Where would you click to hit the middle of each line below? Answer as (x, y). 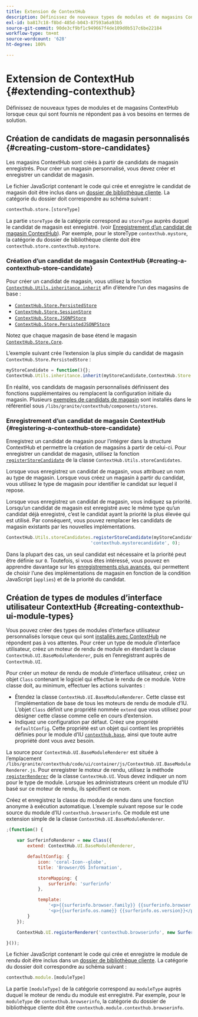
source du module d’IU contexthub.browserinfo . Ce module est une (88, 813)
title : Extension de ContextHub (46, 11)
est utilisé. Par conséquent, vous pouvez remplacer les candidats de (89, 520)
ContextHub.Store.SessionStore (53, 312)
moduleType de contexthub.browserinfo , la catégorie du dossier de (86, 1001)
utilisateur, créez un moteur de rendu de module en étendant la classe (91, 649)
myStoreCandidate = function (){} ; (49, 370)
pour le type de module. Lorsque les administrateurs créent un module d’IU (97, 782)
